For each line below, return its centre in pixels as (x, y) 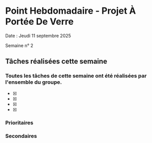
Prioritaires (20, 123)
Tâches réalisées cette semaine (56, 62)
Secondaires (21, 136)
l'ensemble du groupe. (34, 82)
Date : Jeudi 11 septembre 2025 (38, 35)
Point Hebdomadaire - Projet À (71, 11)
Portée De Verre (40, 22)
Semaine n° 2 (20, 45)
